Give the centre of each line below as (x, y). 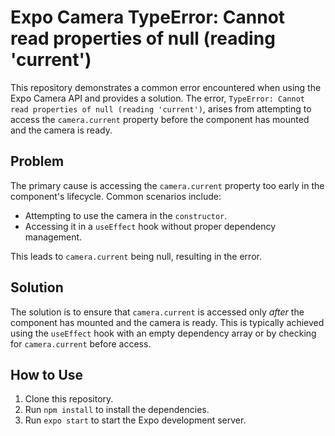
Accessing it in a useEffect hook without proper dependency (150, 226)
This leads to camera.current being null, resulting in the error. (136, 256)
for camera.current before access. (81, 343)
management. (53, 237)
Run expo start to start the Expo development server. (135, 420)
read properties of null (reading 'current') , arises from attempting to (161, 108)
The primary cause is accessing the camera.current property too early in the (167, 185)
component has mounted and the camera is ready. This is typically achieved (167, 322)
